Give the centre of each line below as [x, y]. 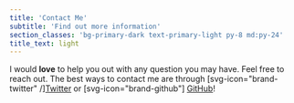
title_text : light [44, 43]
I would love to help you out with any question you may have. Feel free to [147, 69]
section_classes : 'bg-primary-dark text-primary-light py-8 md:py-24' [147, 35]
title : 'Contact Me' [49, 18]
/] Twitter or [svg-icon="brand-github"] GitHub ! [128, 88]
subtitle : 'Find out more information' [85, 26]
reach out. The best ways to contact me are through [107, 79]
